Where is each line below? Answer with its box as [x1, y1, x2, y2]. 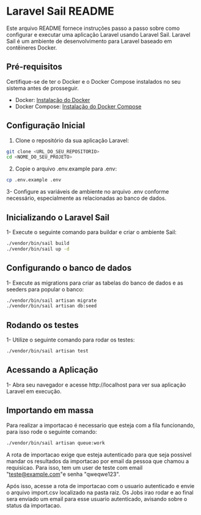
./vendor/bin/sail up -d [6, 246, 70, 252]
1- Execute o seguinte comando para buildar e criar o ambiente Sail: [6, 228, 177, 236]
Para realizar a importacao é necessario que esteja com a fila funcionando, [6, 422, 196, 429]
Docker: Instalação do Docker [15, 96, 90, 103]
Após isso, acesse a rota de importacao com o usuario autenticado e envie [6, 482, 195, 489]
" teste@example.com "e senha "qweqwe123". [6, 470, 120, 478]
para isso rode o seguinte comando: [6, 428, 97, 435]
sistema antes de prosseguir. [6, 84, 79, 92]
